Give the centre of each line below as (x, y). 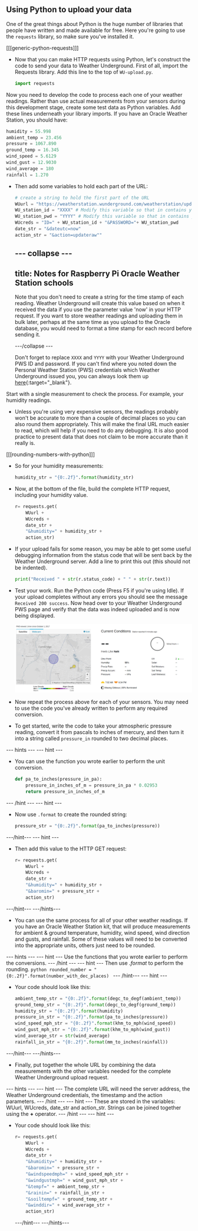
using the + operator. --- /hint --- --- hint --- (60, 1114)
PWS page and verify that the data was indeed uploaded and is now (97, 610)
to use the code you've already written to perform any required (91, 708)
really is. (25, 443)
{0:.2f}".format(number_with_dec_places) (58, 976)
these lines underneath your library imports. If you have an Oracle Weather (97, 113)
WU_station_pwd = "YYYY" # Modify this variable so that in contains (102, 217)
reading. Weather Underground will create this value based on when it (100, 303)
